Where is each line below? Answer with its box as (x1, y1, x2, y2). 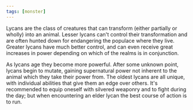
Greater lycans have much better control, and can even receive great (6, 43, 174, 50)
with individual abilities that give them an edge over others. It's (6, 80, 158, 87)
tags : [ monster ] (6, 8, 46, 15)
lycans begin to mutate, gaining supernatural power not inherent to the (6, 67, 177, 74)
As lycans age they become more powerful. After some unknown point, (6, 61, 179, 68)
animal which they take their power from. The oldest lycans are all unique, (6, 73, 185, 80)
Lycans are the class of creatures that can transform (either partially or (6, 25, 178, 32)
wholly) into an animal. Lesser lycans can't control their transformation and (6, 30, 188, 38)
